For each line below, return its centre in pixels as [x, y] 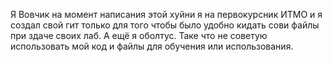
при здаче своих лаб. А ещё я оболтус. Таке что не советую [139, 35]
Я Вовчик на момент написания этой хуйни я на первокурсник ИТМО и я [166, 14]
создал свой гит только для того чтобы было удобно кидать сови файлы [165, 25]
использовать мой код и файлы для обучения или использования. [152, 46]
